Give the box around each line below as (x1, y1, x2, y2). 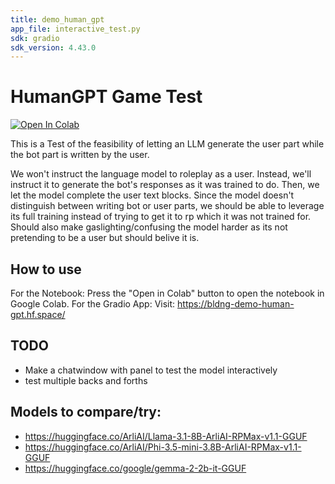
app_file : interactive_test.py (10, 24, 141, 34)
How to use (10, 261, 82, 278)
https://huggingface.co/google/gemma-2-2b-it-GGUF (24, 462, 247, 474)
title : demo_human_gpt (10, 14, 105, 25)
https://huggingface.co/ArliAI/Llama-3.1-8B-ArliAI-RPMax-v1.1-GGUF (24, 430, 308, 442)
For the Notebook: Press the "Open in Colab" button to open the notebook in (10, 287, 325, 299)
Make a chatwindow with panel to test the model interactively (24, 364, 278, 376)
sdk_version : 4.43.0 (10, 42, 97, 53)
